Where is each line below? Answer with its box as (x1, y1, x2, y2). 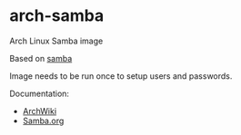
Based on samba (9, 53, 73, 63)
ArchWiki (22, 105, 57, 116)
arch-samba (9, 5, 105, 26)
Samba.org (22, 115, 65, 126)
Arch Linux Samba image (9, 35, 104, 46)
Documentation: (9, 88, 70, 99)
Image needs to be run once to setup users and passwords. (9, 70, 233, 82)
